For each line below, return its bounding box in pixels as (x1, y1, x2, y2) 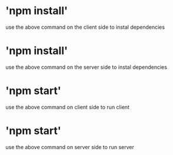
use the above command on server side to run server (5, 143, 135, 150)
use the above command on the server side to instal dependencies (5, 63, 167, 70)
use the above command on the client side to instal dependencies (5, 23, 165, 31)
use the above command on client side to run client (5, 103, 130, 110)
